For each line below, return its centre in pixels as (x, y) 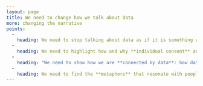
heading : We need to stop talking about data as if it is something (105, 40)
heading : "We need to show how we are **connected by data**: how (102, 62)
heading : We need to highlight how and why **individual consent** (104, 51)
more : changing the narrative (44, 23)
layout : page (23, 12)
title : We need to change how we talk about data (70, 18)
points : (16, 29)
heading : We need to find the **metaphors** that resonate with (100, 74)
